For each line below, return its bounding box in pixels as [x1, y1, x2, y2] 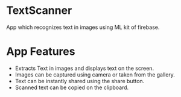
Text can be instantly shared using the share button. [14, 77, 145, 84]
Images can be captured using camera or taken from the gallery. [14, 70, 175, 78]
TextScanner [6, 4, 72, 17]
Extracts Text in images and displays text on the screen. [14, 64, 154, 72]
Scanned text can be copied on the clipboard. [14, 84, 129, 91]
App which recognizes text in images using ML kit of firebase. [6, 23, 160, 31]
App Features [6, 45, 75, 58]
